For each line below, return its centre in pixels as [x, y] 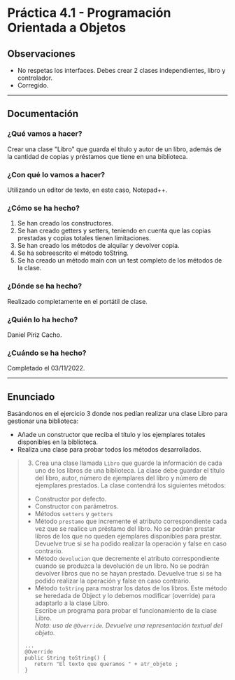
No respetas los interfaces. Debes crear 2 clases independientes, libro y [121, 70]
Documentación [43, 114]
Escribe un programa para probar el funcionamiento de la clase [126, 610]
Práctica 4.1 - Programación [89, 13]
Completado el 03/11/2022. [46, 368]
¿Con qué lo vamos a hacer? [56, 174]
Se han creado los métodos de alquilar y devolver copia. [98, 246]
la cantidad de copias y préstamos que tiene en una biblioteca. [98, 156]
